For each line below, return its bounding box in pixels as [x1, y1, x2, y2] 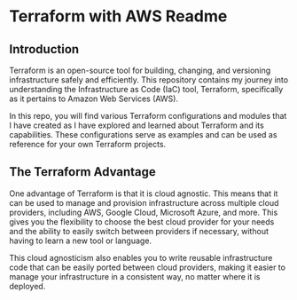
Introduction [9, 42, 80, 57]
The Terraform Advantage [9, 164, 157, 179]
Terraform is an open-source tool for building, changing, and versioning [9, 65, 271, 75]
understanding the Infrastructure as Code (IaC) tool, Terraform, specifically [9, 84, 284, 94]
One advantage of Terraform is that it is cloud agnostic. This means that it [9, 188, 278, 199]
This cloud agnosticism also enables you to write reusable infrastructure [9, 252, 273, 263]
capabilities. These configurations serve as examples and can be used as [9, 130, 277, 139]
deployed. [9, 280, 46, 291]
